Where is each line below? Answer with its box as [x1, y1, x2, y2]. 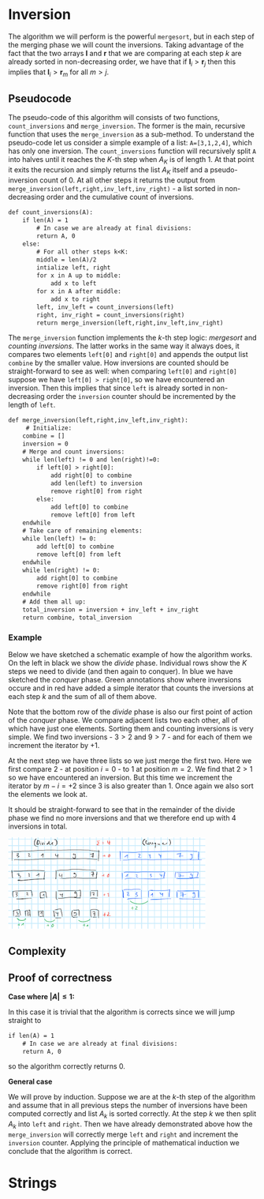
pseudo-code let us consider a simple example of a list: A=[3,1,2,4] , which [8, 138, 252, 148]
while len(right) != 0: [22, 566, 101, 574]
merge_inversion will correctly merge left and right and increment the [8, 1129, 239, 1139]
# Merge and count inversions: [22, 448, 125, 456]
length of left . [8, 400, 56, 409]
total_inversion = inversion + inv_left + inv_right [22, 606, 199, 614]
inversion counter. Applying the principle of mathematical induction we [8, 1138, 240, 1148]
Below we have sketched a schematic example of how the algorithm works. [8, 650, 253, 660]
